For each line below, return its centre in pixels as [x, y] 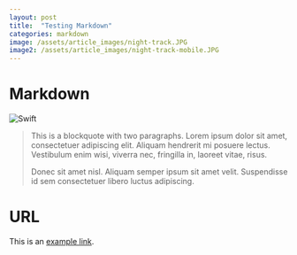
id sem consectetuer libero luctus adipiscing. [112, 182]
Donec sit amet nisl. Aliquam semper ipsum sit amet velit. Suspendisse [159, 172]
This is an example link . [52, 241]
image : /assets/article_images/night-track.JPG [99, 42]
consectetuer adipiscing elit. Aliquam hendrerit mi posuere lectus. [151, 145]
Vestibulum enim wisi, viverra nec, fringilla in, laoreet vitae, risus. [149, 155]
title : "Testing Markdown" [61, 26]
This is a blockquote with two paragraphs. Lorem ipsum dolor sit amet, [159, 136]
